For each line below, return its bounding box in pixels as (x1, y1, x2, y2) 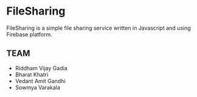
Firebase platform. (6, 30, 52, 38)
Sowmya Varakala (15, 84, 60, 91)
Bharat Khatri (15, 71, 49, 78)
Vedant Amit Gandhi (15, 77, 66, 84)
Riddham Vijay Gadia (15, 64, 68, 72)
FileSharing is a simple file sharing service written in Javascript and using (6, 24, 191, 32)
